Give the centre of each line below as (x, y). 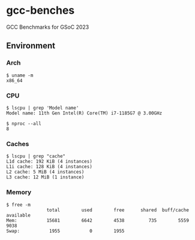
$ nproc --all (24, 123)
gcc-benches (40, 10)
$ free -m (19, 205)
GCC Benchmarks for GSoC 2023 (48, 27)
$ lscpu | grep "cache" (36, 156)
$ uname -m (20, 75)
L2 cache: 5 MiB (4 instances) (45, 172)
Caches (18, 144)
